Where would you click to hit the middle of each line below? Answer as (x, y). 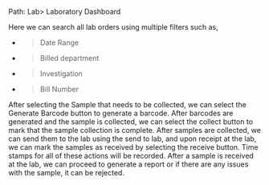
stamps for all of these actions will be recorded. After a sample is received (131, 156)
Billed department (69, 58)
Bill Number (59, 89)
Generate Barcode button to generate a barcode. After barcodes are (121, 113)
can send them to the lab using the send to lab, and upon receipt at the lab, (132, 139)
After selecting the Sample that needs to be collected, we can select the (127, 105)
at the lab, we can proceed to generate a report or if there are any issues (128, 164)
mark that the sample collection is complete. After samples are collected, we (134, 130)
